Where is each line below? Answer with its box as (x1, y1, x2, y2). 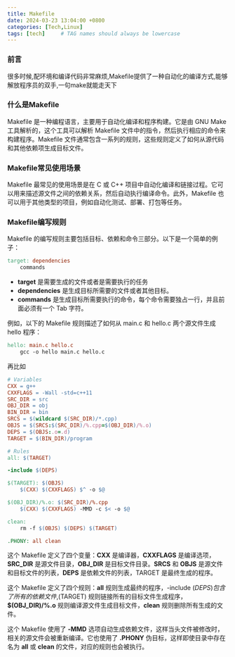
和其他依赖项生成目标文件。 (7, 144, 88, 152)
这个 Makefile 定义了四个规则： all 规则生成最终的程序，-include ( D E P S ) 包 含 (7, 584, 226, 592)
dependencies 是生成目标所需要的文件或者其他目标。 (17, 287, 173, 295)
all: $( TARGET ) (7, 454, 52, 461)
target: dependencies (7, 258, 71, 265)
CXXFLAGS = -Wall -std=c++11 (7, 389, 93, 396)
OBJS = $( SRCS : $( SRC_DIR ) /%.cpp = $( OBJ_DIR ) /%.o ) (7, 422, 152, 430)
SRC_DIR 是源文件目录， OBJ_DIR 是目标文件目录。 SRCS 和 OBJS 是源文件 (7, 560, 223, 568)
